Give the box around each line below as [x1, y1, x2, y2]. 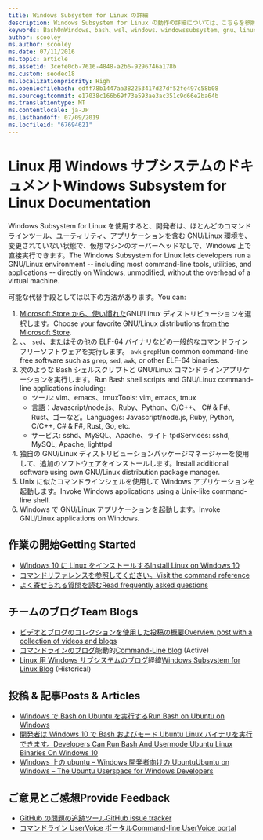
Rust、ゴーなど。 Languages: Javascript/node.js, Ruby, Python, [31, 412, 235, 422]
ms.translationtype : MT [8, 99, 86, 107]
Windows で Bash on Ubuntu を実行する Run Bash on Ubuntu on [19, 711, 225, 721]
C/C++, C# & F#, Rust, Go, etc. [31, 421, 131, 430]
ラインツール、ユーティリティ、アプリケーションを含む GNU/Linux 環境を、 [8, 231, 252, 240]
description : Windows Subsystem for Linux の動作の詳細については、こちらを [8, 19, 245, 27]
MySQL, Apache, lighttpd [31, 439, 113, 448]
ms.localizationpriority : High [8, 77, 110, 85]
